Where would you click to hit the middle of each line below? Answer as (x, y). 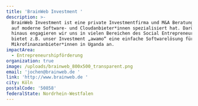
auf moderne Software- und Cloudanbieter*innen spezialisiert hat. (96, 28)
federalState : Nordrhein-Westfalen (50, 94)
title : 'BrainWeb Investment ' (44, 11)
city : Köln (19, 83)
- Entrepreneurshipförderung (47, 55)
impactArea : (21, 50)
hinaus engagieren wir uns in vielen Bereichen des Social (85, 34)
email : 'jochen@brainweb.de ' (43, 72)
